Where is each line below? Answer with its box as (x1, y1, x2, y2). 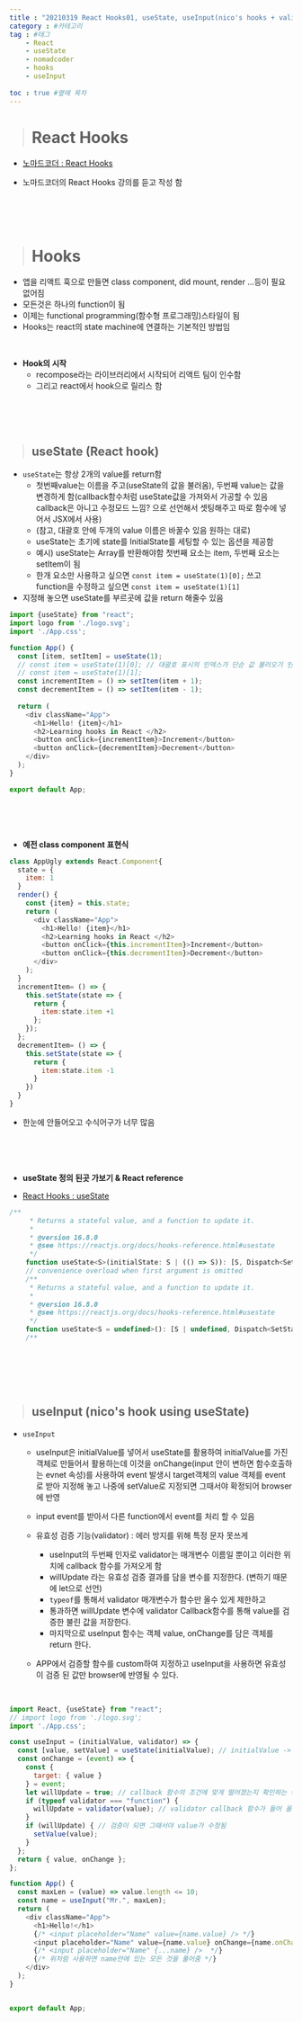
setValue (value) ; (32, 1830, 99, 1839)
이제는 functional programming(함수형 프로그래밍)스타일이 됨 (22, 310, 240, 321)
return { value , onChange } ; (17, 1855, 127, 1864)
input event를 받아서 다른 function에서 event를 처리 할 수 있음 (35, 1510, 255, 1521)
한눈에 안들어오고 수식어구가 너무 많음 (22, 1116, 155, 1127)
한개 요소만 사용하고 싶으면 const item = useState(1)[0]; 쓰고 (35, 570, 262, 581)
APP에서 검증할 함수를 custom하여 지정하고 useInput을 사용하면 (35, 1658, 262, 1669)
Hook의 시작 (22, 358, 67, 369)
